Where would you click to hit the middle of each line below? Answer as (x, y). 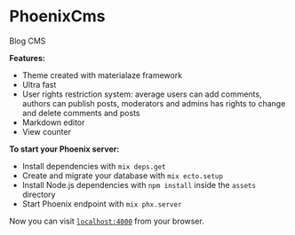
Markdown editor (53, 122)
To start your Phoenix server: (64, 149)
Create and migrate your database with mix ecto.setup (123, 176)
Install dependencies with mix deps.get (94, 166)
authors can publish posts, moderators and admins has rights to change (154, 103)
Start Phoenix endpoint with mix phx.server (102, 204)
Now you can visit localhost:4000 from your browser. (107, 221)
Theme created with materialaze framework (102, 75)
